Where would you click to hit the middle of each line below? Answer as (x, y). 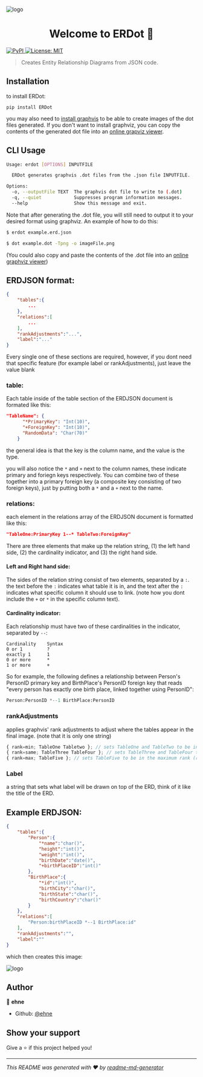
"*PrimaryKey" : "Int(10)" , (56, 422)
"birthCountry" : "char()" (70, 900)
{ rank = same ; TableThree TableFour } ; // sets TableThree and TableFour (100, 752)
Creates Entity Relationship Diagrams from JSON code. (89, 62)
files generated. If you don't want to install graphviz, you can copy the (93, 125)
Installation (28, 82)
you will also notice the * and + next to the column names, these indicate (96, 468)
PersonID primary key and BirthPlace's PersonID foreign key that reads (94, 683)
